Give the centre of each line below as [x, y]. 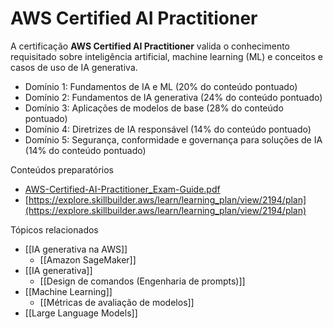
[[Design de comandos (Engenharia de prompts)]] [142, 281]
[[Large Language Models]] [81, 313]
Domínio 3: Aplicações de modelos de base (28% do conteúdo [154, 108]
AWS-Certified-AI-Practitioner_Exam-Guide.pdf [122, 189]
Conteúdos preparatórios [62, 169]
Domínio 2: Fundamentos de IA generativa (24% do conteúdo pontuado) [173, 97]
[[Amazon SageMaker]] [88, 259]
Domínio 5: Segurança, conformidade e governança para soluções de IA [173, 139]
